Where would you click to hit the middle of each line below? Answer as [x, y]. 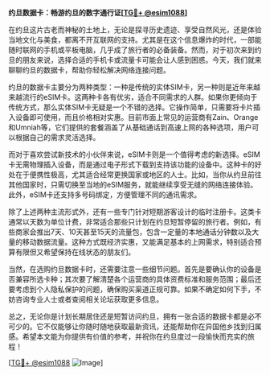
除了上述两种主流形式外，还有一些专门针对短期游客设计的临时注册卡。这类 [131, 212]
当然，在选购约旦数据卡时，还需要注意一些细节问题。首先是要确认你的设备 [131, 269]
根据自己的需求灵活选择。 [57, 137]
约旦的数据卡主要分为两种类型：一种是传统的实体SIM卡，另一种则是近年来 [131, 87]
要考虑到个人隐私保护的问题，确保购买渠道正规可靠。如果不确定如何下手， [131, 289]
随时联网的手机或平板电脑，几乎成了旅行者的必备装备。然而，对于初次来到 [131, 50]
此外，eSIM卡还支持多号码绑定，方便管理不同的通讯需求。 [105, 195]
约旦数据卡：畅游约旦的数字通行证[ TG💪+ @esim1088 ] [98, 12]
